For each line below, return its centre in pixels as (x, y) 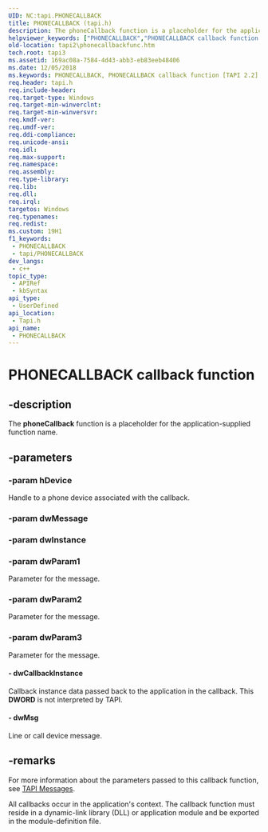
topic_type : (28, 276)
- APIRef (26, 284)
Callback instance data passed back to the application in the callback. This (131, 691)
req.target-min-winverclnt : (55, 105)
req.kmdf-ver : (32, 120)
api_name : (25, 328)
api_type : (25, 298)
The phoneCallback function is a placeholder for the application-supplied (130, 424)
